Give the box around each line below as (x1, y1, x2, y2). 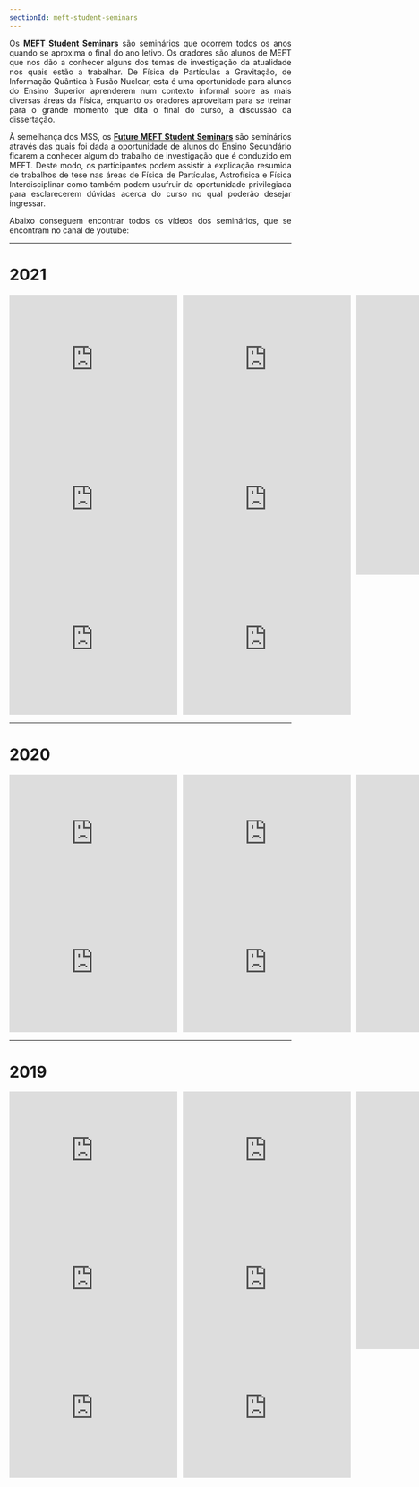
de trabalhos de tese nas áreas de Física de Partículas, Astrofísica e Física (9, 169, 292, 180)
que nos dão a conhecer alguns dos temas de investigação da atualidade (9, 56, 292, 67)
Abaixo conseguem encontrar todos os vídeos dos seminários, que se (9, 215, 292, 226)
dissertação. (9, 114, 56, 125)
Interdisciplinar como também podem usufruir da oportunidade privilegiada (9, 178, 292, 189)
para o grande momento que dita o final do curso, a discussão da (9, 104, 292, 115)
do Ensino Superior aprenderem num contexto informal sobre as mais (9, 85, 292, 96)
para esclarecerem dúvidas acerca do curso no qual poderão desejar (9, 188, 292, 199)
